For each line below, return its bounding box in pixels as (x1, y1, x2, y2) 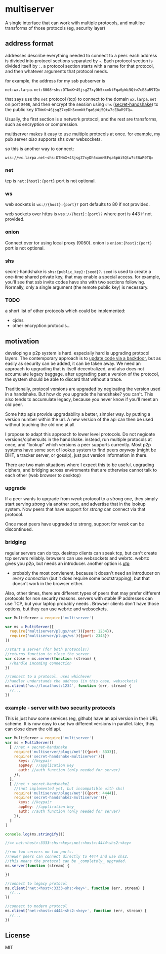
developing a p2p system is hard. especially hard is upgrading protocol (5, 350, 150, 356)
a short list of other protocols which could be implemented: (5, 308, 125, 314)
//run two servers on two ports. (5, 849, 74, 855)
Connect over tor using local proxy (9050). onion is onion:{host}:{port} (5, 239, 152, 245)
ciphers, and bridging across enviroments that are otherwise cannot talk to (5, 467, 157, 473)
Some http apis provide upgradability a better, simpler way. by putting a (5, 411, 151, 417)
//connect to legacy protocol (5, 881, 68, 886)
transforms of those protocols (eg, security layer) (5, 25, 105, 31)
